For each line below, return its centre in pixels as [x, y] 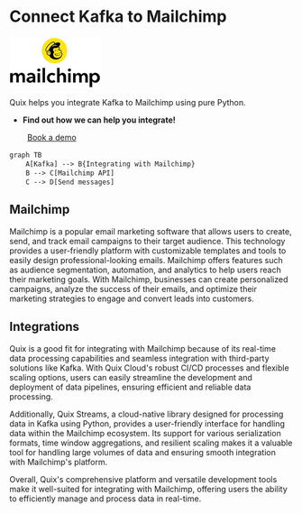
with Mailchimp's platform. [59, 462]
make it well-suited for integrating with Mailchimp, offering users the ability [149, 489]
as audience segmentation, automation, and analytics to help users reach [145, 270]
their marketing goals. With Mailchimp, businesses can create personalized [149, 279]
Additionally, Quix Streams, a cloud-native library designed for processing [146, 414]
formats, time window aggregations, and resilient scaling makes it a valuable [151, 443]
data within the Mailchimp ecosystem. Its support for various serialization [145, 433]
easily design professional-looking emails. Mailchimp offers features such [146, 260]
